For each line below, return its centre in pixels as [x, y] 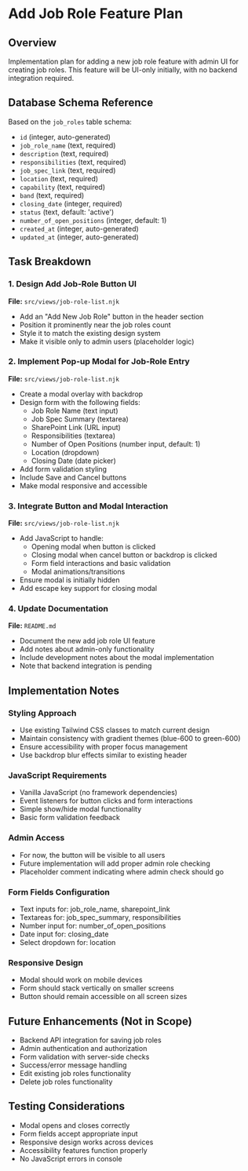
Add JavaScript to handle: [62, 538]
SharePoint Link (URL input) [76, 427]
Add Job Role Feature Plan [96, 14]
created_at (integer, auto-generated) [79, 228]
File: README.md [32, 626]
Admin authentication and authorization [83, 1049]
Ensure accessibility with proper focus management [104, 747]
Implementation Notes [64, 690]
